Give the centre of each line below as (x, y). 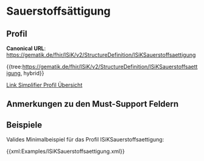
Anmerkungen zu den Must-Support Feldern (93, 104)
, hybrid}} (32, 73)
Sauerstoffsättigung (58, 11)
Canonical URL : (26, 48)
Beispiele (24, 125)
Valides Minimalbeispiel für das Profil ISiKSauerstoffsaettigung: (85, 140)
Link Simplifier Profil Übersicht (44, 85)
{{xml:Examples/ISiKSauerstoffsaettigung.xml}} (65, 151)
